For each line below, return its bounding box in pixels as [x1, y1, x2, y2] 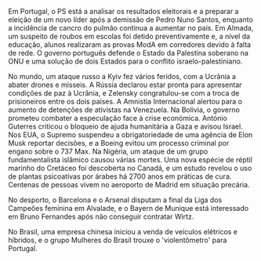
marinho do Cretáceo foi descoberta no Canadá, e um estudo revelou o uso [8, 164, 252, 172]
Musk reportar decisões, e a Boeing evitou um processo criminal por [8, 139, 230, 147]
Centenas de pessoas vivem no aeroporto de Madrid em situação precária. [8, 180, 250, 189]
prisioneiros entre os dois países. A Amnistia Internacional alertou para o [8, 97, 243, 106]
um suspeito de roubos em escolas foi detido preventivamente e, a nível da [8, 31, 251, 41]
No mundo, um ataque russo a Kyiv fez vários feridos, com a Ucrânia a [8, 72, 237, 81]
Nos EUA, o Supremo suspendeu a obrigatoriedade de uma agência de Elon [8, 130, 253, 140]
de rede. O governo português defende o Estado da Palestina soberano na [8, 49, 249, 57]
